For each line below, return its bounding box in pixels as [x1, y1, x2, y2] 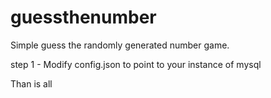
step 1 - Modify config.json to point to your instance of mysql [10, 58, 262, 70]
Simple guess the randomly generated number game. [10, 39, 230, 51]
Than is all [10, 77, 53, 90]
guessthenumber [10, 6, 157, 29]
